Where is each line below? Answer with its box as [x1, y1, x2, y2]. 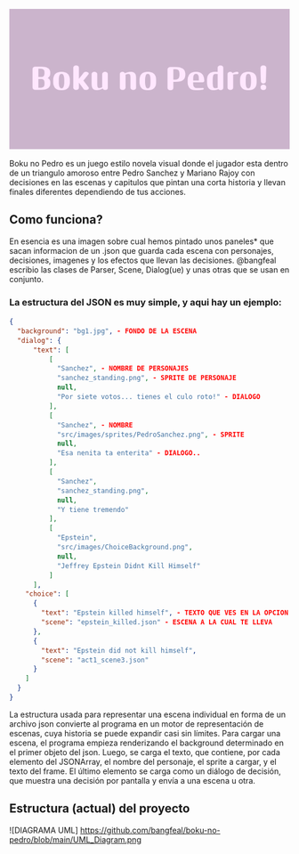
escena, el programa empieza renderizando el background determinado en [9, 737, 285, 748]
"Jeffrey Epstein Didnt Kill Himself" [56, 561, 201, 570]
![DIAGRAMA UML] [9, 825, 78, 835]
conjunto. [9, 273, 44, 284]
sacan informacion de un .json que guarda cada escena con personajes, [9, 245, 274, 256]
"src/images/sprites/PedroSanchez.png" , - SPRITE [56, 430, 245, 439]
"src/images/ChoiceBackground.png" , [56, 543, 193, 552]
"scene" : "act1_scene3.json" [41, 655, 149, 664]
